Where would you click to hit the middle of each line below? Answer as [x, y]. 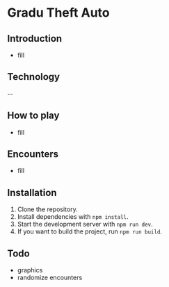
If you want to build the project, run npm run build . [89, 231]
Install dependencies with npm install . [73, 217]
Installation [32, 192]
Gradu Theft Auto [58, 13]
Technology [34, 77]
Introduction [35, 39]
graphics [30, 270]
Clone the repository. [47, 209]
